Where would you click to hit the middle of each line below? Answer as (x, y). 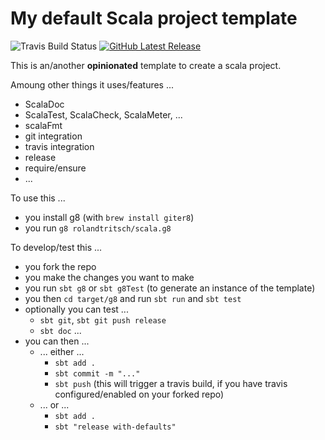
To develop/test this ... (56, 247)
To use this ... (38, 198)
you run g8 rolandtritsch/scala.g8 (98, 228)
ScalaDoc (44, 104)
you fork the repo (60, 266)
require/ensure (55, 168)
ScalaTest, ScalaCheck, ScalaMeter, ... (103, 114)
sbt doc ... (60, 330)
